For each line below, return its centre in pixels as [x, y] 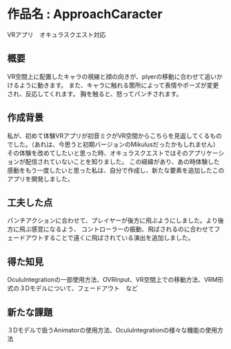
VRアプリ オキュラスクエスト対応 [57, 35]
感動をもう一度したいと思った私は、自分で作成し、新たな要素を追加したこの [116, 170]
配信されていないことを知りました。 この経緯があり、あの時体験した [122, 161]
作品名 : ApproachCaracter [85, 14]
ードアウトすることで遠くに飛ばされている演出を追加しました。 [103, 238]
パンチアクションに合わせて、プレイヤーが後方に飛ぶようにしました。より [113, 220]
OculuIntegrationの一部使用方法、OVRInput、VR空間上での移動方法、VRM [112, 280]
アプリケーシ [206, 153]
